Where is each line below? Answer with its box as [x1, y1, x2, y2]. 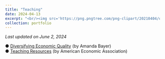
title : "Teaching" [5, 7, 43, 12]
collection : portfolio [5, 20, 52, 26]
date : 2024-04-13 [5, 12, 41, 16]
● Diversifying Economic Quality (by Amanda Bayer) [5, 43, 111, 49]
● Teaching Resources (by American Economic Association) [5, 48, 128, 54]
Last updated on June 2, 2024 [5, 34, 67, 40]
